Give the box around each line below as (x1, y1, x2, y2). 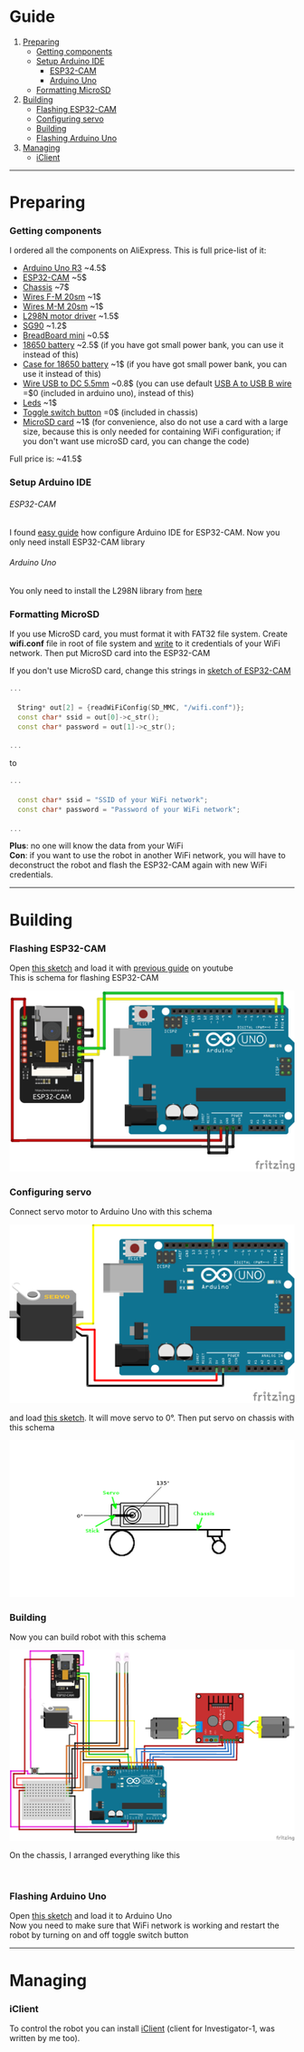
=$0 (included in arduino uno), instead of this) (22, 388, 195, 399)
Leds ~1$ (22, 397, 57, 409)
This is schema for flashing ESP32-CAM (9, 972, 159, 982)
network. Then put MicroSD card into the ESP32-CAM (9, 648, 211, 659)
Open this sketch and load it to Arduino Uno (9, 1911, 173, 1921)
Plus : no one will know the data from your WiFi (9, 840, 184, 851)
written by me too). (9, 2032, 81, 2043)
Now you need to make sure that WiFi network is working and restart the (9, 1920, 280, 1931)
